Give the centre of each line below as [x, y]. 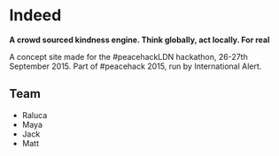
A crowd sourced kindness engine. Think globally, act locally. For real [139, 40]
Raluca [35, 115]
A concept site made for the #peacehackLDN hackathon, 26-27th [128, 56]
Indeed [35, 15]
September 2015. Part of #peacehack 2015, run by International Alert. [136, 66]
